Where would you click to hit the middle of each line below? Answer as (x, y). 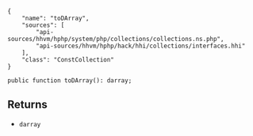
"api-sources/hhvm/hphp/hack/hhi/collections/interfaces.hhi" (141, 46)
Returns (28, 105)
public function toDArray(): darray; (70, 81)
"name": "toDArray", (56, 18)
